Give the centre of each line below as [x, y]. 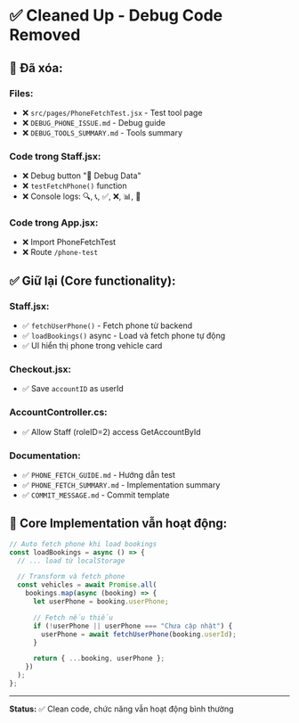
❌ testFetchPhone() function [74, 186]
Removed [45, 35]
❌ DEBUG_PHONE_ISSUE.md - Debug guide [94, 122]
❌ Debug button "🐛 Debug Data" [81, 176]
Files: [21, 93]
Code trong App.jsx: [54, 223]
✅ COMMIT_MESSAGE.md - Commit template [96, 495]
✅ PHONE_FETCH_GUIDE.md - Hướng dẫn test [99, 475]
